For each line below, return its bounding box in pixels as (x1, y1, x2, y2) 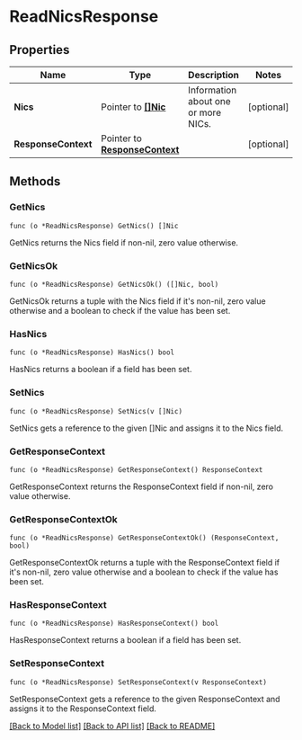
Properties (9, 42, 70, 58)
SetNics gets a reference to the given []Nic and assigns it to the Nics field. (9, 423, 284, 433)
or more (188, 106, 222, 119)
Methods (9, 174, 61, 190)
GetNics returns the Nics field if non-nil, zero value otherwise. (9, 236, 239, 248)
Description (188, 69, 240, 81)
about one (188, 95, 231, 107)
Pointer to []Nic (101, 101, 166, 113)
